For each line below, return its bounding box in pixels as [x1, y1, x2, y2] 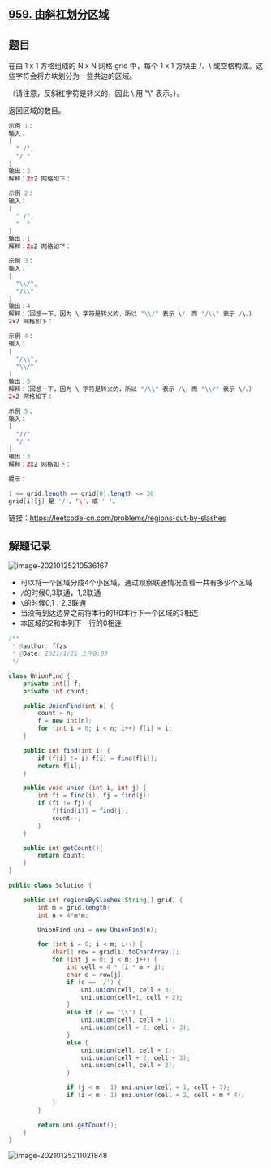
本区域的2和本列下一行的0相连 [19, 619, 123, 628]
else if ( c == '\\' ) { [66, 1009, 144, 1017]
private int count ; [23, 687, 89, 695]
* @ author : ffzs [11, 642, 67, 650]
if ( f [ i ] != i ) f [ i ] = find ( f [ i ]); [37, 754, 158, 762]
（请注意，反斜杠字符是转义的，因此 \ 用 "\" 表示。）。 [8, 89, 184, 98]
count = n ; [37, 710, 75, 718]
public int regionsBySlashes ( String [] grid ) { [23, 896, 183, 904]
